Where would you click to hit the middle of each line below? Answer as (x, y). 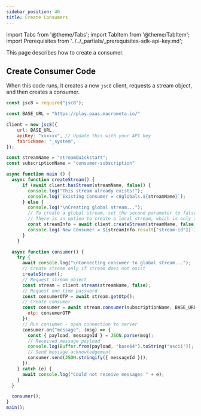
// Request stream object (54, 279)
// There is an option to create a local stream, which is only (109, 219)
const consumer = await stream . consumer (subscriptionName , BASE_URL (109, 308)
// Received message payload (64, 341)
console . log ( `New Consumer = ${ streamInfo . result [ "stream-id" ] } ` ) (112, 230)
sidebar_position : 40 (33, 12)
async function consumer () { (48, 252)
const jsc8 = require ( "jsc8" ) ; (45, 103)
